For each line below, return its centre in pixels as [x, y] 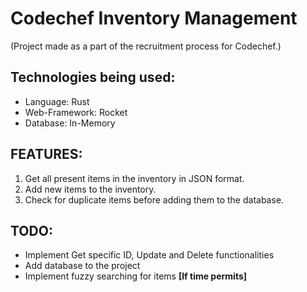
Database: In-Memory [70, 123]
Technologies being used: [93, 77]
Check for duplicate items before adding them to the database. [154, 199]
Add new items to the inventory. [90, 189]
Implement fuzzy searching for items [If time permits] [136, 276]
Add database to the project [82, 266]
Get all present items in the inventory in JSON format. [134, 178]
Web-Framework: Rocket [76, 112]
